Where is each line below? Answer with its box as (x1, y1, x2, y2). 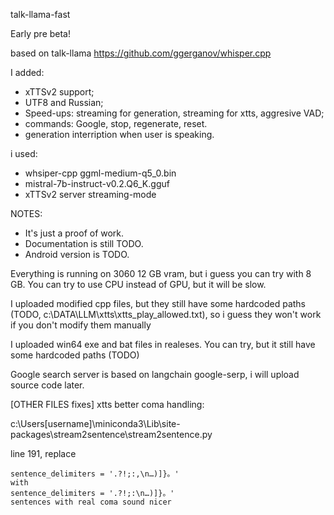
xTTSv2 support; (24, 86, 95, 98)
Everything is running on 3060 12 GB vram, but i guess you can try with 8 (10, 268, 312, 279)
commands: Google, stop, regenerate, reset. (24, 118, 208, 129)
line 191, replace (10, 448, 77, 459)
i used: (10, 148, 38, 159)
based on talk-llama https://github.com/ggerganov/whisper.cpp (10, 47, 272, 59)
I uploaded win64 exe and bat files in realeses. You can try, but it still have (10, 339, 316, 350)
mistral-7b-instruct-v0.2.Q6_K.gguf (24, 178, 170, 189)
